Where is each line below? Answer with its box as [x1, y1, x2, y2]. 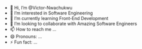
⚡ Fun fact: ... [9, 39, 37, 45]
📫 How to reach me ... [9, 26, 56, 32]
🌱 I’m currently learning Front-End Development [9, 15, 108, 21]
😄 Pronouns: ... [9, 33, 42, 39]
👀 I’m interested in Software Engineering [9, 10, 93, 16]
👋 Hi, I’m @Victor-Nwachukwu [9, 5, 72, 10]
